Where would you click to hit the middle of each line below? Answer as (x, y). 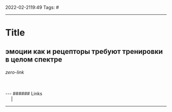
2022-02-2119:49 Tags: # (32, 7)
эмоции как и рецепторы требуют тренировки (84, 51)
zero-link (15, 72)
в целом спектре (34, 59)
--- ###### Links (24, 93)
